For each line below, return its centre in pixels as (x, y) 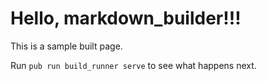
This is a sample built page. (66, 46)
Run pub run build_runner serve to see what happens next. (133, 65)
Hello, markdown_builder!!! (126, 18)
